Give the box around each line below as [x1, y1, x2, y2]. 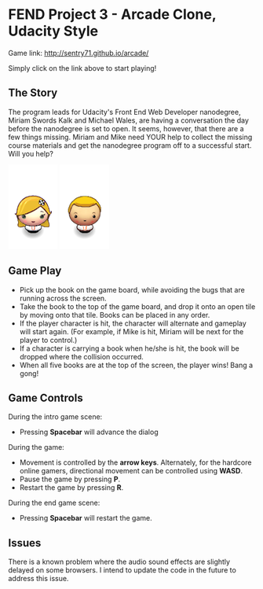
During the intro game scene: [8, 412, 103, 422]
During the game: [8, 443, 64, 452]
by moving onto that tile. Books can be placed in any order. [19, 310, 210, 319]
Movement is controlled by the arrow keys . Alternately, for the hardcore [19, 458, 252, 467]
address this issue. [8, 574, 69, 583]
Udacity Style [8, 22, 99, 40]
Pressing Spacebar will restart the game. [19, 514, 153, 523]
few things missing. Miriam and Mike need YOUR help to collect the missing [8, 132, 253, 142]
